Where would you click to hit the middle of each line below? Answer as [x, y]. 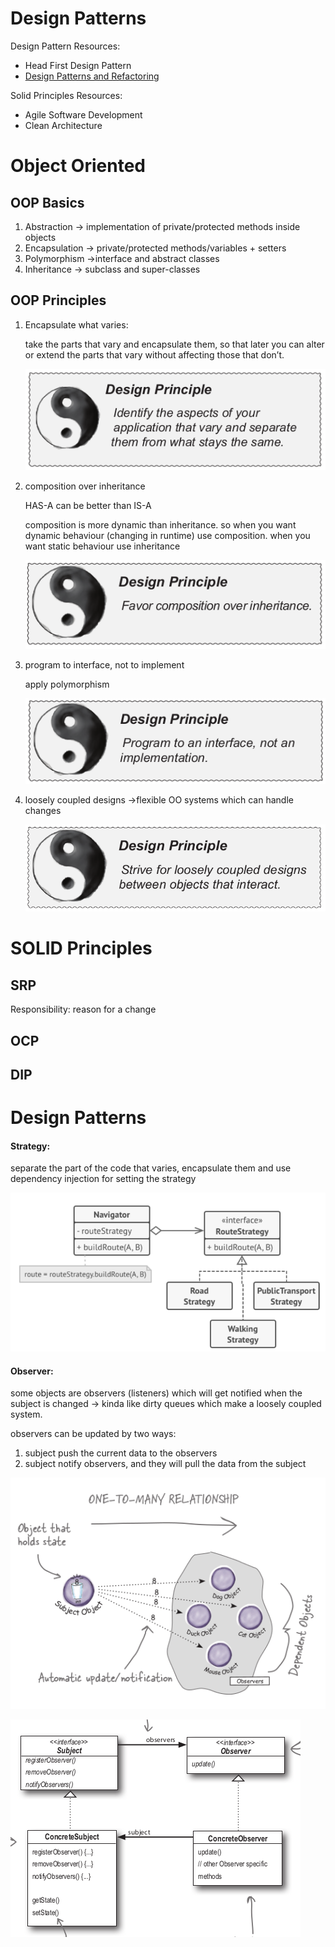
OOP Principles [58, 300]
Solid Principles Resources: [66, 95]
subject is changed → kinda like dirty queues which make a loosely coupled [166, 1404]
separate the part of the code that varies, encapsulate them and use [151, 1168]
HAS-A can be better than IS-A [88, 505]
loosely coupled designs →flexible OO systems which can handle [159, 800]
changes [43, 811]
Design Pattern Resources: [65, 46]
